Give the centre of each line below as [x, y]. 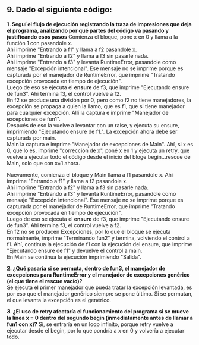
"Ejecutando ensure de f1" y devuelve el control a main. [75, 250]
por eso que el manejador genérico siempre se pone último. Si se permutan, [100, 293]
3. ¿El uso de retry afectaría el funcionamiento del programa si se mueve [98, 311]
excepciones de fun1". [34, 119]
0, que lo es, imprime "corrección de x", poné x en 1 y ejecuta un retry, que [98, 150]
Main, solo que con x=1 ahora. [43, 163]
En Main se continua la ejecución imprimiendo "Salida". [74, 257]
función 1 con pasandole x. [40, 43]
